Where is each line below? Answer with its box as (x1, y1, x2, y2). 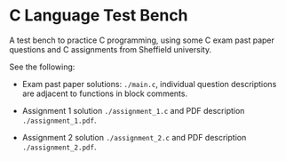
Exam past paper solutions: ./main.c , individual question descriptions (21, 78, 277, 89)
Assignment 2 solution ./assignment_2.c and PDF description (21, 132, 247, 142)
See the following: (9, 61, 75, 72)
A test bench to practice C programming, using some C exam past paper (9, 35, 275, 45)
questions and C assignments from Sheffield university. (9, 44, 211, 54)
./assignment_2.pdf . (21, 141, 97, 152)
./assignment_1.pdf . (21, 115, 97, 125)
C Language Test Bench (9, 5, 188, 26)
